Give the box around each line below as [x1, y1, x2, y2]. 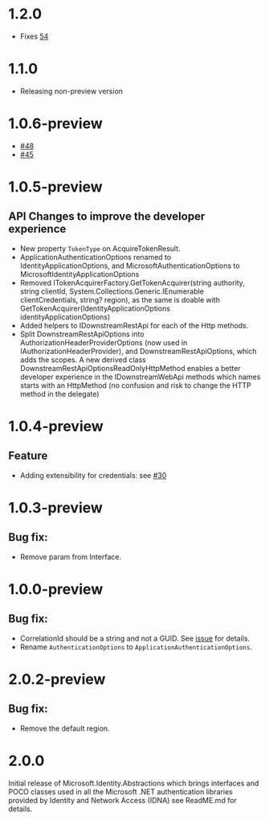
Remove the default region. [19, 723, 110, 733]
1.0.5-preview [8, 178, 103, 196]
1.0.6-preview [8, 114, 103, 133]
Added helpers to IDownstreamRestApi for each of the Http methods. [19, 320, 249, 330]
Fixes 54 [19, 31, 49, 41]
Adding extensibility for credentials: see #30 [19, 470, 167, 480]
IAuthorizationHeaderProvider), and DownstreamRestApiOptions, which [19, 346, 257, 356]
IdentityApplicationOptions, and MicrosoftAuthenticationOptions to [19, 261, 240, 270]
